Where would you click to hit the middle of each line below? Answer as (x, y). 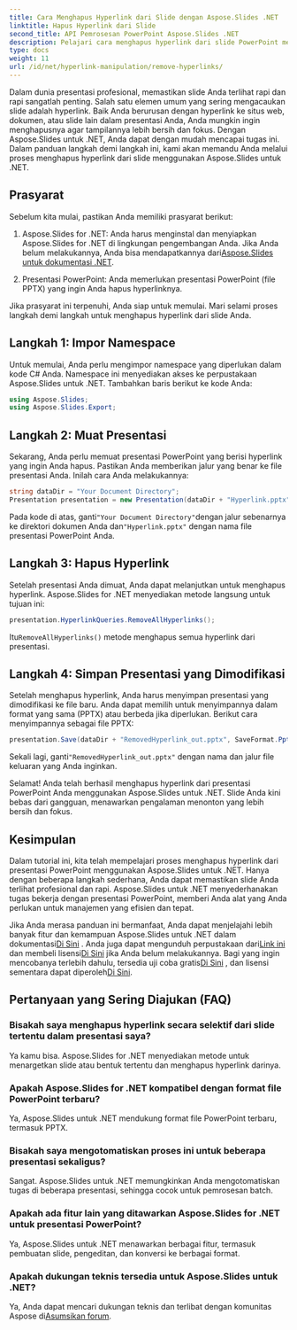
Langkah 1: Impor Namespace (92, 343)
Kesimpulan (43, 840)
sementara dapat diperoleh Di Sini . (71, 972)
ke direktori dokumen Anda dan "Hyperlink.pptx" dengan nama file (130, 526)
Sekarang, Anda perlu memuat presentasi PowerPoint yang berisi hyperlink (146, 456)
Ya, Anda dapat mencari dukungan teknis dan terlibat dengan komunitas (141, 1306)
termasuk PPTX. (39, 1127)
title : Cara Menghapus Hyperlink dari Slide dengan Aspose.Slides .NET (144, 17)
